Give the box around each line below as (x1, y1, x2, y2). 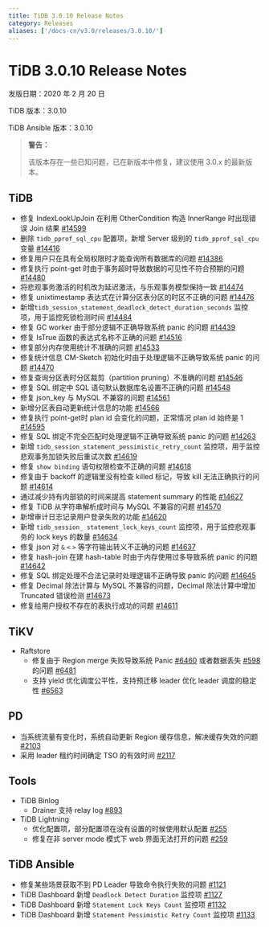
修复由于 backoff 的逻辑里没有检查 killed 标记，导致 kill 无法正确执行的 (19, 472, 253, 482)
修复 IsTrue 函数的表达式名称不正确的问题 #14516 (19, 333, 182, 342)
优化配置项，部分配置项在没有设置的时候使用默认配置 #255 (31, 823, 227, 833)
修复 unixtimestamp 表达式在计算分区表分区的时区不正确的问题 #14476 (19, 293, 255, 302)
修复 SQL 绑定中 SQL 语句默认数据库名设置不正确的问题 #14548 (19, 383, 231, 392)
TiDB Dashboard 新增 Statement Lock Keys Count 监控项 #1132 (19, 900, 226, 909)
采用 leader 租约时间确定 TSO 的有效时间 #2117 (19, 750, 176, 760)
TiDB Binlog (19, 795, 59, 805)
